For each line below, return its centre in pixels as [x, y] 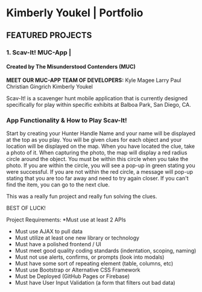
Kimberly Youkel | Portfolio [75, 13]
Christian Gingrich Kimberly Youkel [50, 86]
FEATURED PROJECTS [49, 35]
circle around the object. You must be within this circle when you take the [97, 159]
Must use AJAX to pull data [49, 231]
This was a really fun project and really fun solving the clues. [82, 196]
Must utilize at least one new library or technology [77, 238]
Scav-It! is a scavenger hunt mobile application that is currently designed [97, 98]
